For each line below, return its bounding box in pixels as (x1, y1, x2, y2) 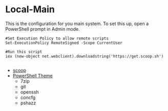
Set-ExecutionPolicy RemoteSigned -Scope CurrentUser (5, 40, 123, 46)
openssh (20, 88, 39, 95)
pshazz (20, 100, 36, 106)
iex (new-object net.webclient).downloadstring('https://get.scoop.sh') (5, 54, 164, 59)
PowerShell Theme (12, 73, 53, 79)
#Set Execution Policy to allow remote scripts (5, 36, 109, 41)
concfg (20, 94, 36, 100)
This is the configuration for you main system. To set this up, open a (5, 20, 149, 27)
